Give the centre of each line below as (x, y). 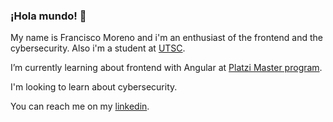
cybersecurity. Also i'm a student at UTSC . (98, 48)
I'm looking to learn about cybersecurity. (94, 87)
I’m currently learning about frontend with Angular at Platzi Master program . (166, 68)
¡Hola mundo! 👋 (48, 16)
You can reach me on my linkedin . (80, 106)
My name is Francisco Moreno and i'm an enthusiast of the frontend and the (166, 38)
